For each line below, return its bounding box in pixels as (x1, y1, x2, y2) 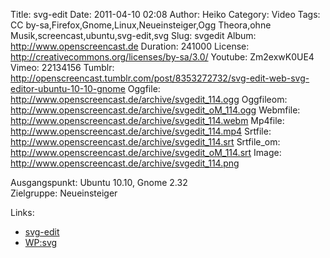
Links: (10, 207, 35, 218)
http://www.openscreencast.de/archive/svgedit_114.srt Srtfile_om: (10, 136, 281, 148)
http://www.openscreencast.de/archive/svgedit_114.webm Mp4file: (10, 115, 285, 126)
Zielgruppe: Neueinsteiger (10, 187, 118, 199)
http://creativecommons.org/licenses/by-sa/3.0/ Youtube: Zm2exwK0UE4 (10, 51, 315, 63)
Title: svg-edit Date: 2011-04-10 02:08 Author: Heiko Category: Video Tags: (10, 9, 321, 20)
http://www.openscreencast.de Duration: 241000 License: (10, 40, 250, 52)
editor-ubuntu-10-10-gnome (10, 83, 126, 94)
